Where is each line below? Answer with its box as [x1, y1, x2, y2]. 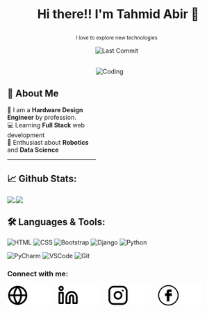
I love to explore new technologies [76, 35, 158, 42]
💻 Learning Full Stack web [7, 121, 85, 129]
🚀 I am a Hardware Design [7, 106, 83, 114]
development [7, 131, 45, 139]
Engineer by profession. [7, 114, 76, 121]
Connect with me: [7, 269, 69, 278]
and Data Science [7, 145, 59, 154]
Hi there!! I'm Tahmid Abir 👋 [37, 6, 199, 22]
